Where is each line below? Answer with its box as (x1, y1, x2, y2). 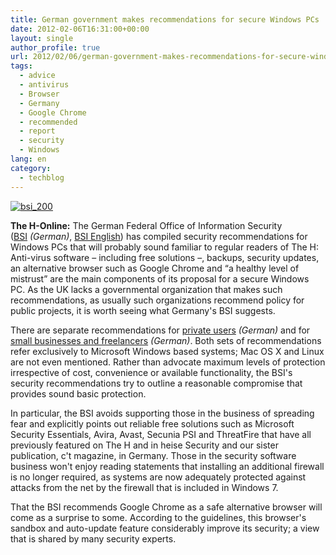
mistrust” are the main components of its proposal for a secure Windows (10, 272, 310, 285)
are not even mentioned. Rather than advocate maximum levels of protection (10, 356, 326, 368)
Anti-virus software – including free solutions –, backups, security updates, (10, 251, 320, 263)
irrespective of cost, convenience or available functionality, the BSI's (10, 366, 293, 378)
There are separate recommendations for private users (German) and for (10, 324, 311, 336)
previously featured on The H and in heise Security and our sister (10, 439, 279, 451)
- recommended (19, 117, 78, 127)
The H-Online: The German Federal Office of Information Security (10, 219, 283, 231)
